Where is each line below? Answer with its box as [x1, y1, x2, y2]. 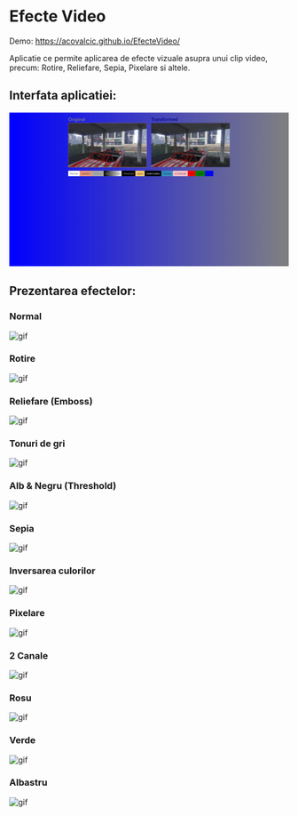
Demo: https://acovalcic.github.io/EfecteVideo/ [9, 36, 180, 46]
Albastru [9, 776, 48, 788]
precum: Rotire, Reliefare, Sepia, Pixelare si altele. [9, 62, 191, 73]
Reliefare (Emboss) [9, 395, 93, 407]
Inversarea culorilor [9, 564, 96, 577]
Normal [9, 310, 43, 323]
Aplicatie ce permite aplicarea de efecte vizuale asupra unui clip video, [9, 52, 268, 63]
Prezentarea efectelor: [9, 284, 137, 299]
